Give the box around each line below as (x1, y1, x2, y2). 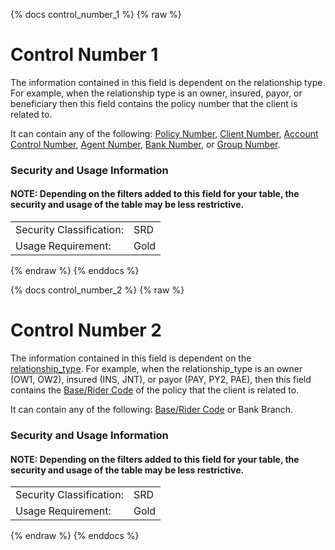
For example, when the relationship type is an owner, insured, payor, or (10, 87, 303, 99)
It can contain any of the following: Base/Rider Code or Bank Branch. (10, 404, 294, 415)
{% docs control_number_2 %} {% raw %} (10, 284, 185, 296)
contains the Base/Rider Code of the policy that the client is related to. (10, 384, 300, 396)
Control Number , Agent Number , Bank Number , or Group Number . (10, 138, 281, 150)
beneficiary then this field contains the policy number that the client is (10, 97, 298, 109)
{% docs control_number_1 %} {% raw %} (10, 9, 182, 20)
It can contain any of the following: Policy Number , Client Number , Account (10, 127, 319, 139)
